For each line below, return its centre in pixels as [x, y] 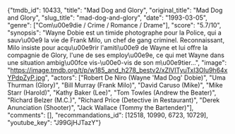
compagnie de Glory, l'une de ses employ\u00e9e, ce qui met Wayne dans [116, 55]
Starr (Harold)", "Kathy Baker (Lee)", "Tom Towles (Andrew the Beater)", [112, 92]
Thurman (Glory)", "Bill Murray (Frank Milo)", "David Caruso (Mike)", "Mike [115, 85]
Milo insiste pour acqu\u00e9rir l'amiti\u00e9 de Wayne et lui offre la [108, 48]
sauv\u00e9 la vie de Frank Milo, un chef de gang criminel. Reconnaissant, [116, 40]
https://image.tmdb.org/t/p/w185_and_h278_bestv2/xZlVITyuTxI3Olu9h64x [119, 70]
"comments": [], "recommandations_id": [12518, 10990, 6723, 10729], [108, 115]
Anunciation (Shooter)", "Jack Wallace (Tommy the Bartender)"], [101, 108]
